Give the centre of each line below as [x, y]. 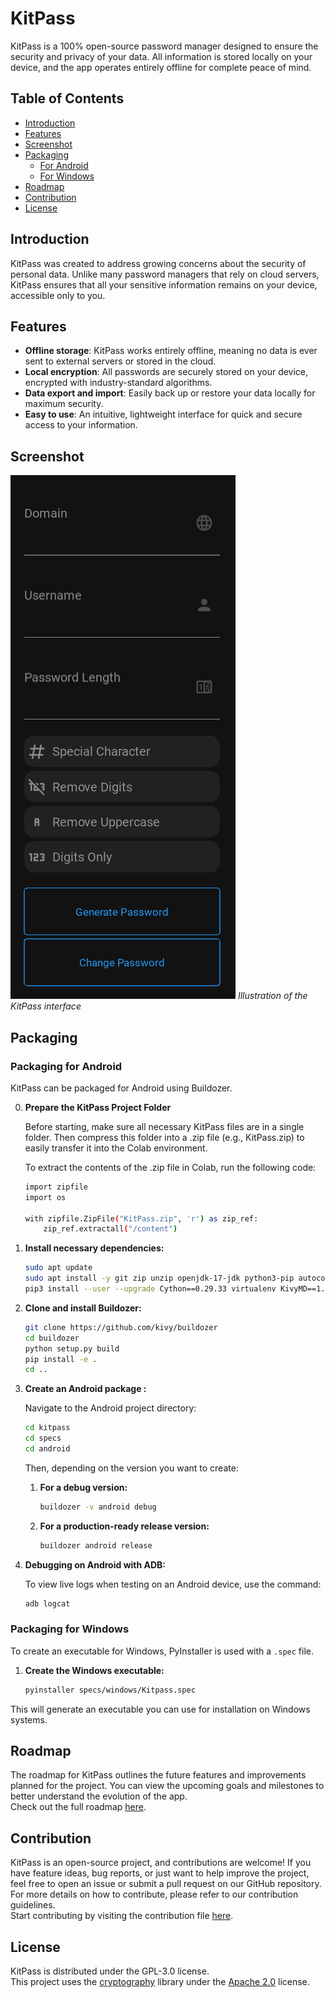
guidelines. [33, 1905]
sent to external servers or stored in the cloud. [120, 361]
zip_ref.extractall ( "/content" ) [110, 1229]
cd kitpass [47, 1428]
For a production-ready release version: [124, 1526]
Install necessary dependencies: [94, 1248]
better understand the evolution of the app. [99, 1796]
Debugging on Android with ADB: [95, 1564]
